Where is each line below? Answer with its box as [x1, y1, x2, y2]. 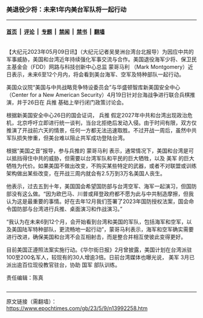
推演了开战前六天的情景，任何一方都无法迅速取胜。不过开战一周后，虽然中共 [6, 126, 197, 134]
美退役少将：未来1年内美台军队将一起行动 [6, 5, 127, 13]
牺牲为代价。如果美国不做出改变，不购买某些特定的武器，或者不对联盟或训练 [6, 162, 197, 169]
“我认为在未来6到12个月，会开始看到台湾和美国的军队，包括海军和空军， [6, 218, 187, 225]
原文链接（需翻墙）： [6, 297, 57, 305]
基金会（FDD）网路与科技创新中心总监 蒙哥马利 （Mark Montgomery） [11, 63, 188, 70]
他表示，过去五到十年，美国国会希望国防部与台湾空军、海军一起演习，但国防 [6, 183, 197, 190]
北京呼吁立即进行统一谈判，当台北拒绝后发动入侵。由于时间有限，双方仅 [16, 119, 197, 126]
